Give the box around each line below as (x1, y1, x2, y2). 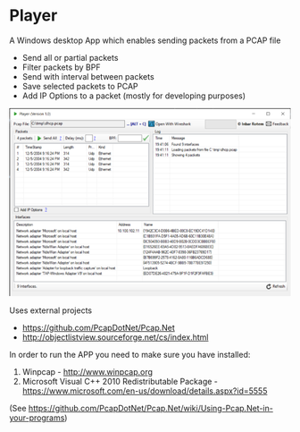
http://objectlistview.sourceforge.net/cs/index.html (21, 332, 209, 343)
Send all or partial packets (21, 52, 119, 63)
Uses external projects (9, 305, 93, 316)
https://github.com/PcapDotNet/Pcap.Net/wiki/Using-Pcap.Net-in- (28, 403, 274, 414)
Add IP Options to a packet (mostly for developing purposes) (21, 90, 246, 101)
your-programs (9, 412, 65, 423)
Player (9, 5, 58, 26)
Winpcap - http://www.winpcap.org (21, 367, 154, 377)
